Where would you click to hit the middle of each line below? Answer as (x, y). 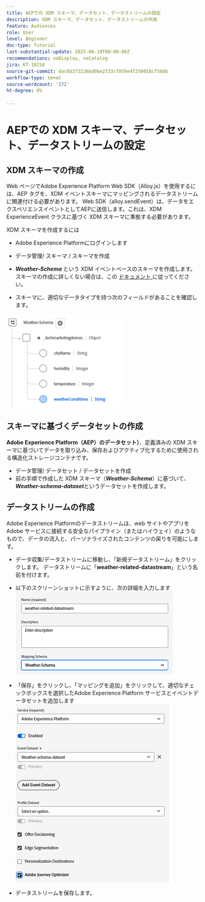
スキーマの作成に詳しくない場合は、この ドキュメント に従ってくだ (100, 277)
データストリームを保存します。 (55, 893)
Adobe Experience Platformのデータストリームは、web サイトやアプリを (98, 523)
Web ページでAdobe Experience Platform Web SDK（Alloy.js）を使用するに (101, 186)
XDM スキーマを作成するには (43, 230)
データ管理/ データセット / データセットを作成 (73, 470)
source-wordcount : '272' (38, 84)
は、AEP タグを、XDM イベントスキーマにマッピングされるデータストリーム (102, 194)
